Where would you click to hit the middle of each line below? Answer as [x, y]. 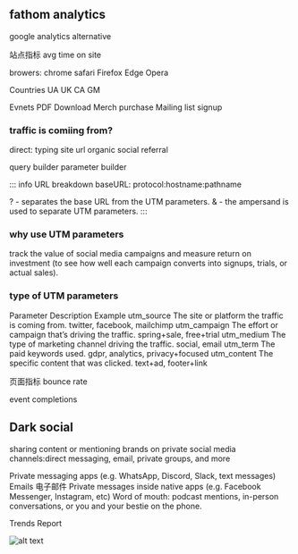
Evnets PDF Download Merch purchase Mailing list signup [116, 107]
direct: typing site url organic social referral [89, 150]
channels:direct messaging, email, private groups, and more [120, 458]
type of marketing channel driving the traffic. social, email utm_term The [142, 344]
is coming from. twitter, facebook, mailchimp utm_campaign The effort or [144, 324]
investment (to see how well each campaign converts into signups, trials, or [149, 264]
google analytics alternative [60, 36]
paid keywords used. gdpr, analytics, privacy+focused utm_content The [141, 353]
